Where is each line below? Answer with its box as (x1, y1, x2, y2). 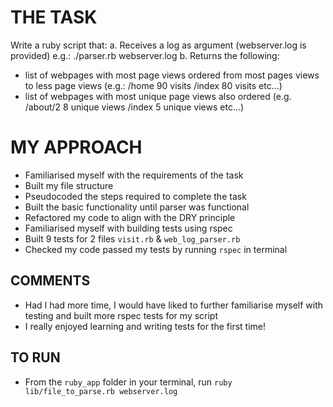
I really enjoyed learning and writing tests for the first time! (24, 320, 266, 332)
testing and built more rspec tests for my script (24, 309, 219, 321)
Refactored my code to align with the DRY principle (24, 211, 236, 223)
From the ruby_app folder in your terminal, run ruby (24, 376, 233, 388)
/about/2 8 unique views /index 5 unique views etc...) (24, 101, 245, 113)
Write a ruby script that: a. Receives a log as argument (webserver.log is (10, 39, 307, 51)
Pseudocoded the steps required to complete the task (24, 190, 247, 202)
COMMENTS (10, 272, 91, 290)
